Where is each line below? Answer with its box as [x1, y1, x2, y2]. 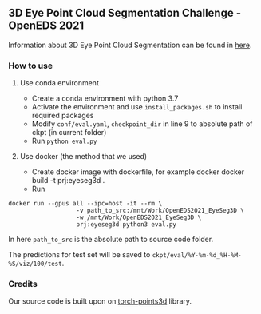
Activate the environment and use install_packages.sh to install [31, 102, 243, 112]
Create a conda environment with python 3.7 [31, 93, 179, 103]
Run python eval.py [31, 136, 97, 146]
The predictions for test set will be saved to [8, 250, 151, 260]
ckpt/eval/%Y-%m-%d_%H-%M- [152, 252, 242, 260]
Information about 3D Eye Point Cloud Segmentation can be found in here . [8, 40, 252, 50]
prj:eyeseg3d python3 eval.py [76, 221, 177, 229]
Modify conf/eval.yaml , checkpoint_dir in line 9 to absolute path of [31, 119, 253, 129]
